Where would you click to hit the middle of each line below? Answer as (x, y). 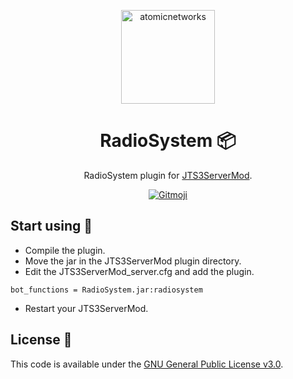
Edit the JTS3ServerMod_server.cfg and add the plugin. (139, 271)
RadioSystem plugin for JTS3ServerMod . (168, 175)
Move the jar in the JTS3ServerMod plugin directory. (133, 261)
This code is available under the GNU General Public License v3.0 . (147, 364)
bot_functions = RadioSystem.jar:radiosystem (106, 290)
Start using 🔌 (51, 226)
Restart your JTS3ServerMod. (86, 308)
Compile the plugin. (65, 250)
